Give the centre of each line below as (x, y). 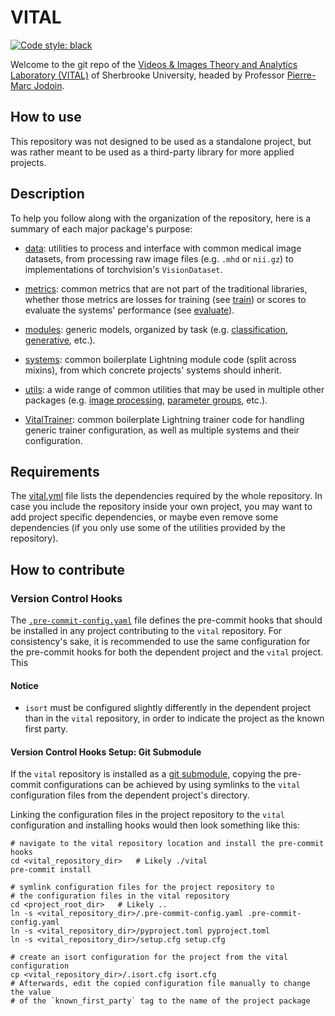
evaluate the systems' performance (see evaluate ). (129, 310)
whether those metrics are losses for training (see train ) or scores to (165, 299)
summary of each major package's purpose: (101, 228)
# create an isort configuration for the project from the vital (149, 957)
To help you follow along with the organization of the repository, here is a (161, 218)
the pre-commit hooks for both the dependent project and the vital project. (167, 652)
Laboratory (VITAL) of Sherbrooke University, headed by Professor (147, 75)
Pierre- (301, 75)
